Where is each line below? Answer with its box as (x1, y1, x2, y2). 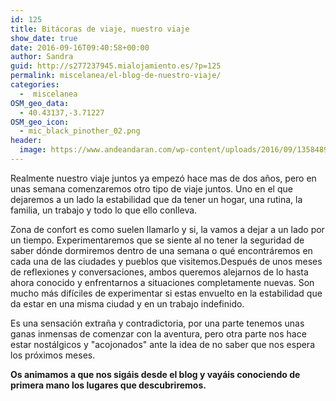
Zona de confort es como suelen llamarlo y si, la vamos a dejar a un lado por (10, 223, 325, 235)
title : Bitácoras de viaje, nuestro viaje (10, 24, 190, 34)
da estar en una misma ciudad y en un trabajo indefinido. (10, 297, 245, 310)
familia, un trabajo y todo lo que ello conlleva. (10, 204, 198, 216)
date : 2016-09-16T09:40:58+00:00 (10, 42, 150, 53)
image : (19, 145, 47, 155)
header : (10, 136, 43, 146)
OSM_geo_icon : (10, 117, 70, 127)
